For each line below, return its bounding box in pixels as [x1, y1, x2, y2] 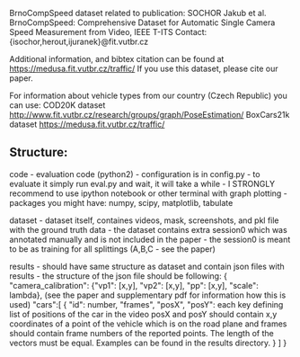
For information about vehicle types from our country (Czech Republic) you [9, 90, 287, 101]
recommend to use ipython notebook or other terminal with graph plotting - [9, 188, 287, 199]
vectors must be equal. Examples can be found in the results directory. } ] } [9, 337, 287, 348]
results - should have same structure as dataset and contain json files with [9, 261, 285, 272]
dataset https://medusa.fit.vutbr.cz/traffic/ [9, 119, 165, 129]
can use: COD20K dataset [9, 100, 106, 111]
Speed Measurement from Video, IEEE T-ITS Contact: [9, 27, 207, 37]
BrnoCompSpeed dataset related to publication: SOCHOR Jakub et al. [9, 8, 267, 18]
